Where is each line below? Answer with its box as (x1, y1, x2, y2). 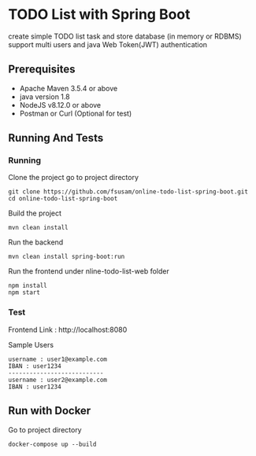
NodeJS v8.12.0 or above (19, 100, 102, 109)
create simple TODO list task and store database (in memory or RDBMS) (8, 31, 242, 41)
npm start (8, 289, 41, 296)
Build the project (8, 208, 61, 218)
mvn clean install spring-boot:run (8, 253, 125, 261)
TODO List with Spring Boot (8, 6, 191, 24)
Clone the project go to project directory (8, 173, 139, 182)
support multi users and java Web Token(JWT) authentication (8, 39, 207, 49)
